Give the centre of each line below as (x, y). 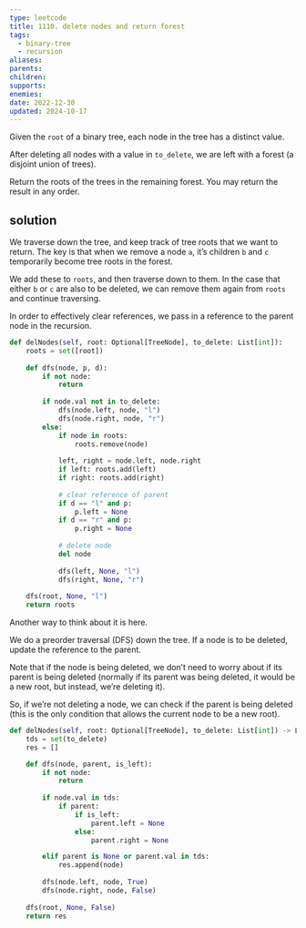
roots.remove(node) (111, 444)
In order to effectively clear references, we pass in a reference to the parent (152, 316)
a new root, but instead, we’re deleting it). (87, 687)
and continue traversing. (56, 299)
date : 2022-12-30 (42, 102)
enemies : (26, 94)
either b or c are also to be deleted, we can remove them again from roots (148, 289)
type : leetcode (38, 18)
